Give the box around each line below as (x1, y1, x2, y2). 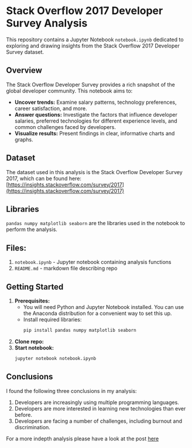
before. (14, 411, 32, 418)
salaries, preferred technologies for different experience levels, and (14, 117, 177, 124)
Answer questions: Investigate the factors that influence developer (14, 111, 177, 118)
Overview (6, 66, 43, 76)
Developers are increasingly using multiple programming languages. (14, 399, 180, 406)
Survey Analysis (6, 16, 88, 30)
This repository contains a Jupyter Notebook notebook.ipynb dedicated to (6, 36, 184, 43)
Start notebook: (14, 344, 54, 351)
